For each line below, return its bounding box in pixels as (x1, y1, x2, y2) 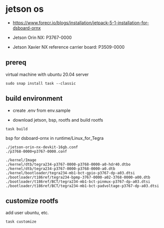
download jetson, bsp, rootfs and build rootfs (12, 117, 103, 123)
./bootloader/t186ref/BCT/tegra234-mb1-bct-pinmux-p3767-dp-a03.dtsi (5, 179, 151, 184)
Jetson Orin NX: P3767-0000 (12, 34, 72, 40)
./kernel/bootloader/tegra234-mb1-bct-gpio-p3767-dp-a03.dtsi (5, 170, 135, 175)
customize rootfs (5, 196, 59, 205)
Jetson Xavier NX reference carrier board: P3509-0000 (12, 44, 125, 50)
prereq (5, 58, 26, 67)
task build (5, 127, 28, 131)
